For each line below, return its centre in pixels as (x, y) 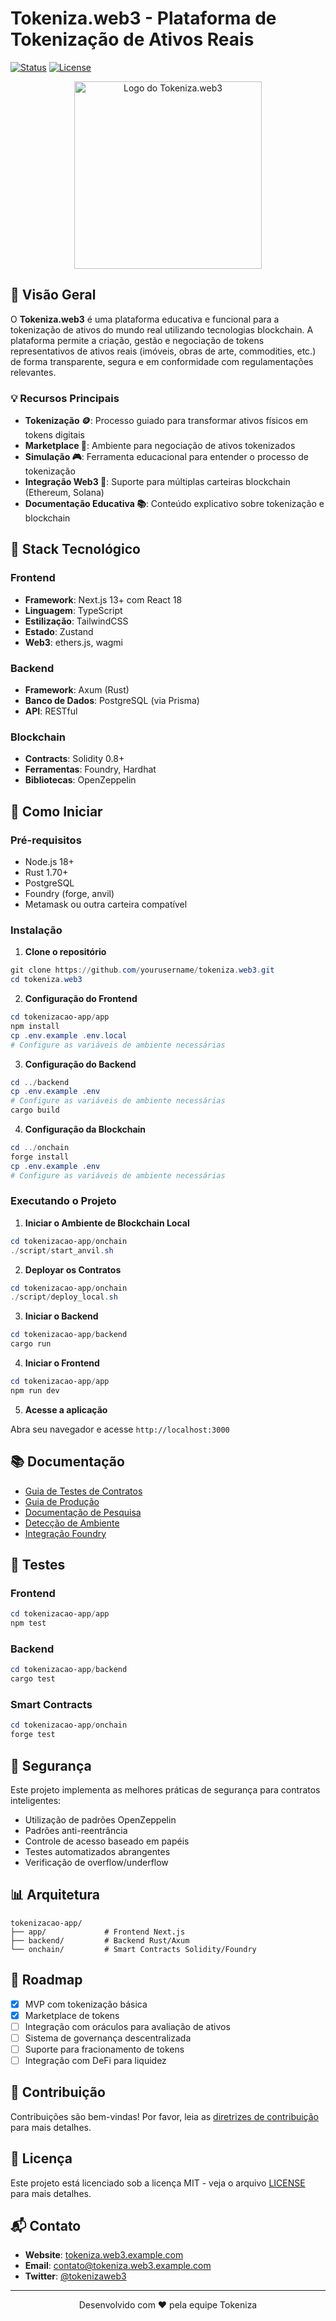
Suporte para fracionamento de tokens (104, 2049)
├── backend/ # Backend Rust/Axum (100, 1940)
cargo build (35, 1110)
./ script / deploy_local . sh (64, 1297)
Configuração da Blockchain (85, 1129)
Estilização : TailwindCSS (76, 621)
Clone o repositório (65, 952)
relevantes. (33, 372)
